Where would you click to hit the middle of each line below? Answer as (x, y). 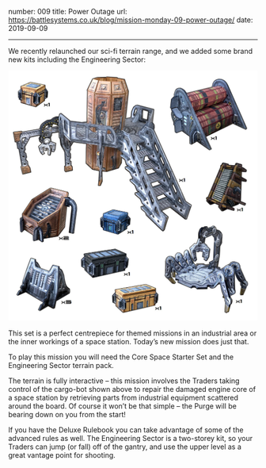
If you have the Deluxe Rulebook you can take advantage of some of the (126, 430)
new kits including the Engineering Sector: (77, 59)
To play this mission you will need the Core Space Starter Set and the (121, 357)
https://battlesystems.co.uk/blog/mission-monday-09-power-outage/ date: (131, 20)
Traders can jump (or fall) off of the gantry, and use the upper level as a (125, 447)
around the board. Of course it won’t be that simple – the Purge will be (123, 406)
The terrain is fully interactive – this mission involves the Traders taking (124, 381)
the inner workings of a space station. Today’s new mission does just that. (129, 341)
